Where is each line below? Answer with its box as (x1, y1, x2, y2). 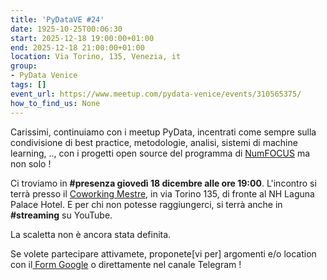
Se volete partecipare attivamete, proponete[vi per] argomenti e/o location (10, 247, 317, 260)
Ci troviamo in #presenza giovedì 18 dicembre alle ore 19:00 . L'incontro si (10, 177, 317, 189)
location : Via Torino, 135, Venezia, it (10, 52, 182, 62)
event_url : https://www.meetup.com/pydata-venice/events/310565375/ (10, 89, 302, 99)
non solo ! (10, 157, 52, 170)
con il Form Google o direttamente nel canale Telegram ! (10, 258, 242, 270)
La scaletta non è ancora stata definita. (10, 228, 172, 240)
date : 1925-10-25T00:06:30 (10, 24, 123, 34)
